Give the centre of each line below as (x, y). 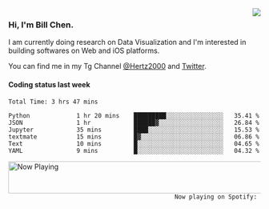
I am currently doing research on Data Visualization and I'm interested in (127, 42)
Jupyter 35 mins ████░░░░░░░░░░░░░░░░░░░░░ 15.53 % (134, 130)
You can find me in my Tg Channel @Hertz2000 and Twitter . (107, 66)
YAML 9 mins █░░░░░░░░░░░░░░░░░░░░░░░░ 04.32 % (134, 151)
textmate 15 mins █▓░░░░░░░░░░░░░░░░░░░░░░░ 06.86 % (134, 137)
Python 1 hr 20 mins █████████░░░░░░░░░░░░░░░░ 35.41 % (134, 115)
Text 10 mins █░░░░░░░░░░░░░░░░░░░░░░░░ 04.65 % (134, 143)
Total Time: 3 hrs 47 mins (53, 102)
